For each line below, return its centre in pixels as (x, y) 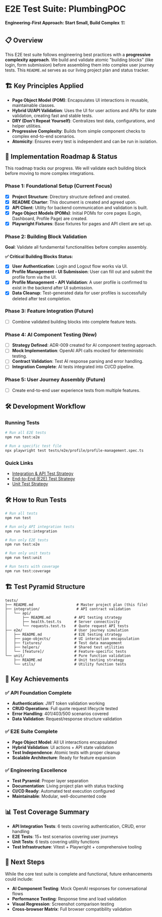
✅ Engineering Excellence (36, 770)
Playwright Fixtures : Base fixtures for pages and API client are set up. (82, 223)
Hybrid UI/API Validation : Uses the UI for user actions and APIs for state (84, 110)
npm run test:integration (31, 531)
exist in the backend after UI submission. (52, 288)
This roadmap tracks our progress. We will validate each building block (76, 168)
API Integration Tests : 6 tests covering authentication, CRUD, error (79, 826)
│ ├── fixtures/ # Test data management (64, 643)
